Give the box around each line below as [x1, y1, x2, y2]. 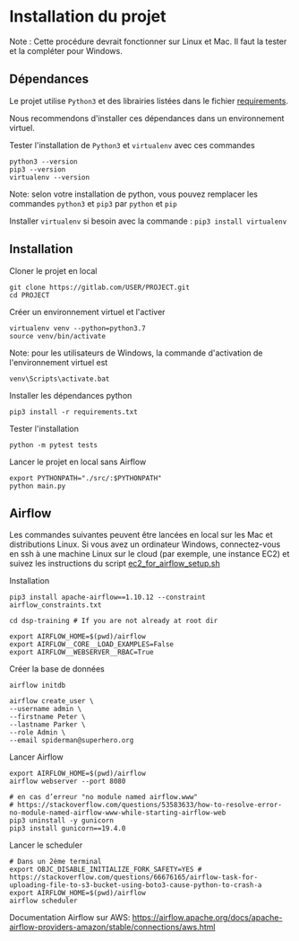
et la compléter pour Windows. [9, 45, 123, 56]
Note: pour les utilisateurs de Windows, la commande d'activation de [9, 347, 263, 358]
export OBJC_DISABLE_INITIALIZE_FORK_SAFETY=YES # [9, 865, 202, 875]
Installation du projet [9, 6, 167, 27]
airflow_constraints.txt [9, 601, 102, 610]
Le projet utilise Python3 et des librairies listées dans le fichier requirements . [9, 95, 289, 106]
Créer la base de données [9, 664, 105, 674]
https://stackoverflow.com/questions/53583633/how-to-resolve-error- [17, 801, 282, 810]
